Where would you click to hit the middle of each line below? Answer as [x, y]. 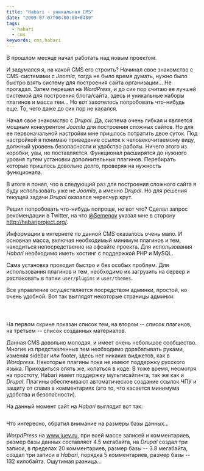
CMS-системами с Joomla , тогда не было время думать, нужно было [97, 76]
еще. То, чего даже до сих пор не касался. [62, 108]
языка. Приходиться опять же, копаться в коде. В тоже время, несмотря [101, 368]
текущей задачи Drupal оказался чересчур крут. [69, 197]
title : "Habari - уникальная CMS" [50, 12]
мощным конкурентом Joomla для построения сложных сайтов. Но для [100, 127]
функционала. [24, 172]
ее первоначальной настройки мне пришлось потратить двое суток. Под [102, 133]
